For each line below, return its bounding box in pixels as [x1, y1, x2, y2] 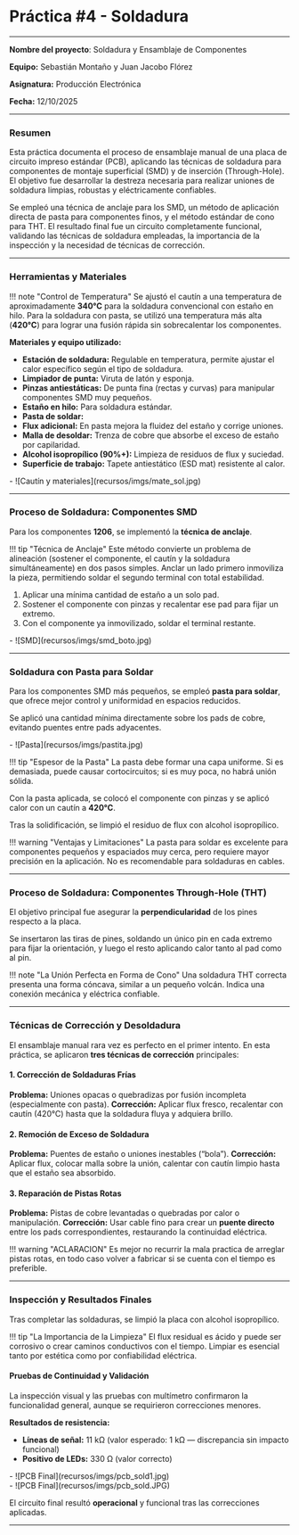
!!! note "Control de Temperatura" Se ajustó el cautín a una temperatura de [9, 291, 282, 301]
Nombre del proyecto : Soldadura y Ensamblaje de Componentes [9, 44, 247, 54]
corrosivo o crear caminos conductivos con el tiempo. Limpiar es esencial [9, 1341, 280, 1351]
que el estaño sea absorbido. [9, 1168, 117, 1178]
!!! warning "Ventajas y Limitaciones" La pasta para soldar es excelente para [9, 837, 289, 848]
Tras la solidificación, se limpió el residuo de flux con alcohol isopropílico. [9, 820, 279, 830]
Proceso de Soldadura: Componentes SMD [9, 506, 198, 518]
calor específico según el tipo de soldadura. [21, 363, 184, 374]
